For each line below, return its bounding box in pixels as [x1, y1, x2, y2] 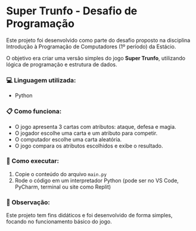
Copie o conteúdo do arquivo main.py [14, 170, 107, 177]
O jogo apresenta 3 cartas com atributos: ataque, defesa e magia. [14, 123, 177, 130]
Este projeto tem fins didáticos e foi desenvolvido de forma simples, [6, 212, 173, 219]
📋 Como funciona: [6, 107, 62, 116]
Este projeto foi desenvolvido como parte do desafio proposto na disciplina [6, 36, 191, 44]
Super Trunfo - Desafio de [6, 4, 138, 18]
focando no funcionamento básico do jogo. [6, 218, 112, 225]
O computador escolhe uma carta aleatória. [14, 135, 122, 143]
